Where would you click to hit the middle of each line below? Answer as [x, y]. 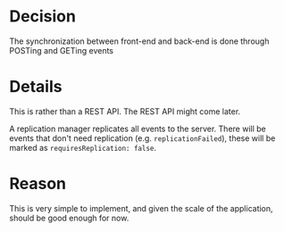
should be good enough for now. [69, 218]
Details [36, 87]
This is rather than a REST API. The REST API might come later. [125, 111]
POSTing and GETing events [62, 50]
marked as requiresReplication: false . [83, 147]
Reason [38, 184]
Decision [42, 17]
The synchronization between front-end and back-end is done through [139, 41]
